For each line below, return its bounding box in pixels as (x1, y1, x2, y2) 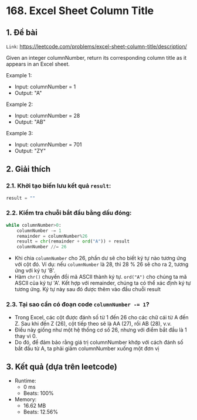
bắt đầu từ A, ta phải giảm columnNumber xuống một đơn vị (14, 344, 159, 352)
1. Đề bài (6, 28, 38, 37)
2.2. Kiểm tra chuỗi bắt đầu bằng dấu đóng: (6, 209, 132, 217)
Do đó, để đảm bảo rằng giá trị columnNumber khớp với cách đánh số (14, 339, 184, 346)
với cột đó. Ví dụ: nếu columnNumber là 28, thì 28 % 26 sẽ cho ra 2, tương (14, 261, 189, 268)
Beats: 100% (23, 390, 54, 397)
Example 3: (6, 130, 33, 136)
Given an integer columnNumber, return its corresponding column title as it (6, 54, 187, 61)
